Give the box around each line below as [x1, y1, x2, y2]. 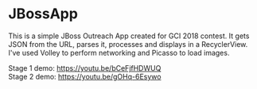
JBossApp [8, 5, 78, 23]
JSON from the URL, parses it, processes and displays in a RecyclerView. [8, 39, 248, 48]
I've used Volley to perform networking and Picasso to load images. [8, 48, 230, 57]
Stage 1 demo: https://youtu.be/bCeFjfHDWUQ [8, 63, 162, 72]
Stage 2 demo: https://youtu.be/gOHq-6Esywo [8, 72, 162, 81]
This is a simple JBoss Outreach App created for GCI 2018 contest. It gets [8, 31, 250, 41]
